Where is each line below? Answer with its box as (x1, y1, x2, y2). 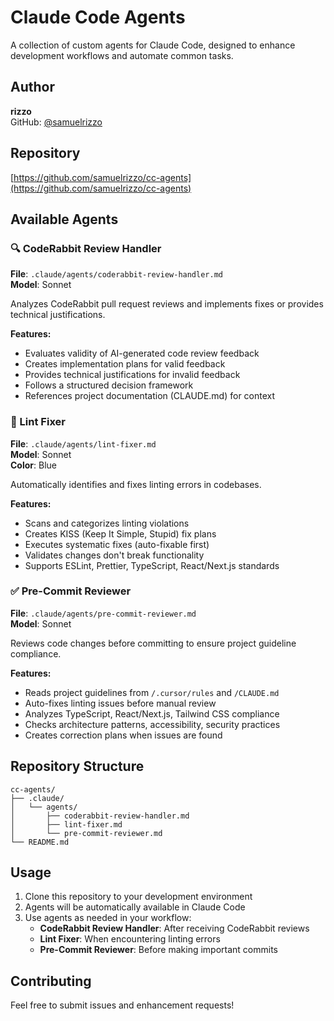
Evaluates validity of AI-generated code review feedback (24, 347, 260, 360)
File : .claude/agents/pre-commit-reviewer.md (10, 607, 197, 619)
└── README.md (10, 837, 70, 847)
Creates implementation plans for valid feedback (24, 358, 226, 370)
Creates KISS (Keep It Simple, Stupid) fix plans (24, 527, 217, 540)
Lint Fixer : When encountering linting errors (39, 933, 221, 945)
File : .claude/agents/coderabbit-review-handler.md (10, 268, 223, 280)
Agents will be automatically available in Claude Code (24, 901, 246, 913)
